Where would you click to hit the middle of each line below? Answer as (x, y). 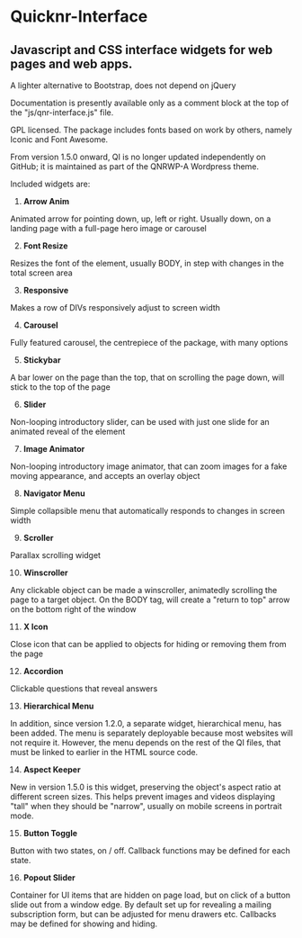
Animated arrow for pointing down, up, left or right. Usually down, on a (141, 219)
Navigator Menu (54, 493)
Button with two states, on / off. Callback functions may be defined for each (151, 851)
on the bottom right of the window (74, 609)
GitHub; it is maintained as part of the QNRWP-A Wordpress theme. (135, 167)
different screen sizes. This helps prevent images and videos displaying (143, 797)
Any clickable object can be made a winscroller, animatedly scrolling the (144, 590)
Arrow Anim (46, 201)
